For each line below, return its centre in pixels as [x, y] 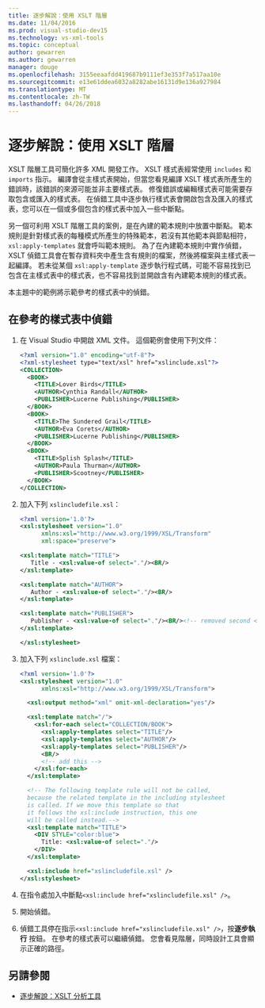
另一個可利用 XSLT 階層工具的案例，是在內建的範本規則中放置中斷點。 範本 [131, 226]
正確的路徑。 [47, 948]
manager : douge [33, 67]
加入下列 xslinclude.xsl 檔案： [71, 658]
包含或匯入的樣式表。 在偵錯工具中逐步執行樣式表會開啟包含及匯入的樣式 [134, 199]
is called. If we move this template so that [103, 805]
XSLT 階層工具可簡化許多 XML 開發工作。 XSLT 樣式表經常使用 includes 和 [130, 169]
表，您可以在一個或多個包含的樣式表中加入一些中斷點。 [98, 209]
